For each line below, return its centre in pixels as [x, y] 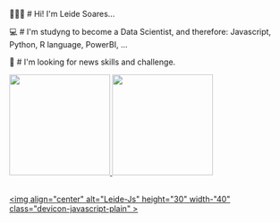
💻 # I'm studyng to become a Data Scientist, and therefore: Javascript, [140, 32]
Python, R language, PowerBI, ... [68, 44]
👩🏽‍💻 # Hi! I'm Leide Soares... [62, 14]
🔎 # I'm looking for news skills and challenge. [93, 62]
